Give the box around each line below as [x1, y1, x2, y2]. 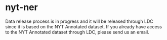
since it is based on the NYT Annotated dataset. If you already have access [5, 23, 162, 29]
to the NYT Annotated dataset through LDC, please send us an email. [5, 29, 149, 35]
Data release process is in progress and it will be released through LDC [5, 18, 153, 24]
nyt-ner [5, 2, 38, 13]
